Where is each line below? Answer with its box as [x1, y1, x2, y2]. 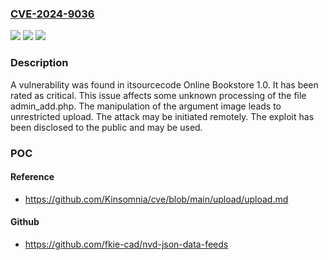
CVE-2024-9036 [10, 7, 95, 21]
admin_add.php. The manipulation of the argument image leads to [10, 100, 282, 112]
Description [10, 56, 69, 70]
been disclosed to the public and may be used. [10, 121, 203, 133]
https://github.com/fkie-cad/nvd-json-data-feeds [24, 238, 229, 250]
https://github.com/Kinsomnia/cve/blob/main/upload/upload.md [24, 193, 289, 205]
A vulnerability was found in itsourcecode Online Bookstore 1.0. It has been [10, 78, 319, 91]
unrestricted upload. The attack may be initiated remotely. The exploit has [10, 110, 315, 122]
